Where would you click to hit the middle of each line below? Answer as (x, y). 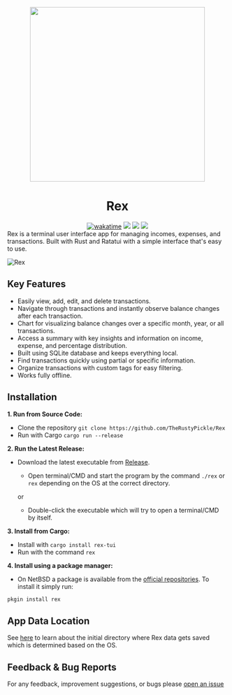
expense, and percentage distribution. (72, 345)
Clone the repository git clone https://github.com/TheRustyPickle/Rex (121, 427)
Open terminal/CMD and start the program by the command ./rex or (126, 476)
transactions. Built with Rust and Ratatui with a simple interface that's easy (115, 241)
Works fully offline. (44, 375)
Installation (32, 397)
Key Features (37, 284)
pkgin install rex (34, 599)
